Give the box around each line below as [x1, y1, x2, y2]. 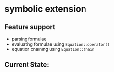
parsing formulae [11, 36, 47, 42]
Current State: [4, 60, 50, 69]
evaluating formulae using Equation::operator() [11, 41, 110, 47]
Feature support [4, 23, 55, 31]
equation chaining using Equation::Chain [11, 47, 95, 52]
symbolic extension [4, 3, 86, 15]
